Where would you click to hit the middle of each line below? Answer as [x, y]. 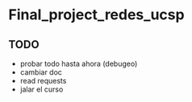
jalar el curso [42, 89]
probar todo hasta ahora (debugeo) [79, 63]
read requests [43, 81]
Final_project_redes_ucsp [96, 15]
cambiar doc [41, 72]
